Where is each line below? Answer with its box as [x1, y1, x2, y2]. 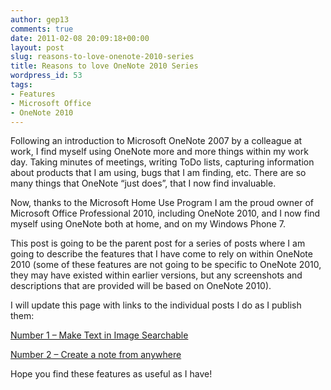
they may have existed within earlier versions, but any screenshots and [10, 269, 303, 281]
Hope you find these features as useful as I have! [10, 368, 213, 380]
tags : [10, 80, 33, 90]
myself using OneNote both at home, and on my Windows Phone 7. [10, 218, 286, 230]
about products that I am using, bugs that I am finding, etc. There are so [10, 167, 307, 179]
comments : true [10, 24, 74, 34]
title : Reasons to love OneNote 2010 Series [10, 61, 199, 71]
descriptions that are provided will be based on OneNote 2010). [10, 280, 272, 292]
